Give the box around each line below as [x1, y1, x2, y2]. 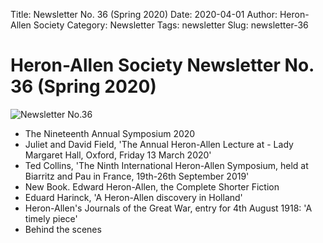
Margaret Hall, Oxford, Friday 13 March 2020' [24, 149, 212, 161]
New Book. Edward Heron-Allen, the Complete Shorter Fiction [24, 180, 280, 193]
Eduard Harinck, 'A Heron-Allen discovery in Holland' [24, 191, 243, 203]
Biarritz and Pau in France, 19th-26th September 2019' [24, 170, 250, 182]
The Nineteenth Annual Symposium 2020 [24, 127, 196, 139]
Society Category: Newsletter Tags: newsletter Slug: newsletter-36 [33, 19, 309, 31]
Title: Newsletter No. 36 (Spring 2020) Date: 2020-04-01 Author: [10, 9, 278, 20]
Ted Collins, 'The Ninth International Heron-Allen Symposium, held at [24, 159, 309, 171]
